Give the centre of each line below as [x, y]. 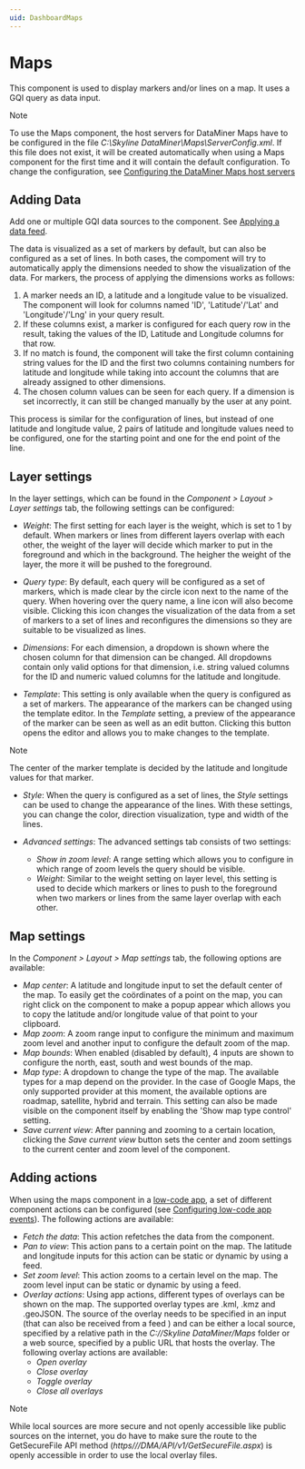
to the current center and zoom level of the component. [126, 1149]
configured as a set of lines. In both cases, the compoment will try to [138, 259]
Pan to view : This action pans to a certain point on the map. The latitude [157, 1246]
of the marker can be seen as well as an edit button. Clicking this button [157, 724]
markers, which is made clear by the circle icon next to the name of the [155, 592]
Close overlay [62, 1371]
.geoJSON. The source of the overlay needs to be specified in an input [154, 1314]
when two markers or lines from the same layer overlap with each [158, 898]
